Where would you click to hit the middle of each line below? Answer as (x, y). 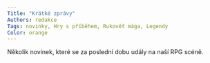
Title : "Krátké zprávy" (41, 13)
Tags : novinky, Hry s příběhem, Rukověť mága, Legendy (88, 26)
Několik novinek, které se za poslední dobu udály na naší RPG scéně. (105, 52)
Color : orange (28, 33)
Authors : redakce (32, 20)
